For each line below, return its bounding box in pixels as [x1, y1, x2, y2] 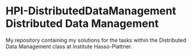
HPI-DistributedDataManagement [5, 4, 176, 18]
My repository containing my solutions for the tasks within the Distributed [5, 36, 187, 43]
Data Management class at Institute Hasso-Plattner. [5, 43, 133, 50]
